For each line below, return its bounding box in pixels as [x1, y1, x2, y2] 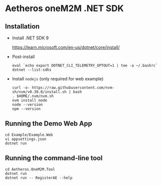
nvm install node [12, 98, 48, 103]
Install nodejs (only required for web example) [12, 76, 104, 81]
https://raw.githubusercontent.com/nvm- [32, 85, 115, 90]
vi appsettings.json [5, 137, 47, 141]
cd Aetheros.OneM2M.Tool [5, 167, 55, 172]
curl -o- [12, 85, 30, 90]
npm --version [12, 107, 41, 111]
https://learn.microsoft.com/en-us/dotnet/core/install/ [12, 45, 120, 50]
